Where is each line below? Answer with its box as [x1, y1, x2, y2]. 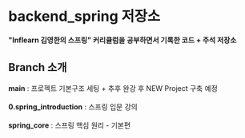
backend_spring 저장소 [8, 7, 161, 26]
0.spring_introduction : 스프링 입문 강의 [8, 101, 138, 112]
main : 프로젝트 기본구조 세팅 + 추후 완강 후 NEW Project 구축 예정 [8, 83, 218, 93]
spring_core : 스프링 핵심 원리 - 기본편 [8, 120, 131, 130]
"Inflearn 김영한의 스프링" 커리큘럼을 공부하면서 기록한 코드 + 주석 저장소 [8, 35, 237, 45]
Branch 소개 [8, 61, 67, 74]
